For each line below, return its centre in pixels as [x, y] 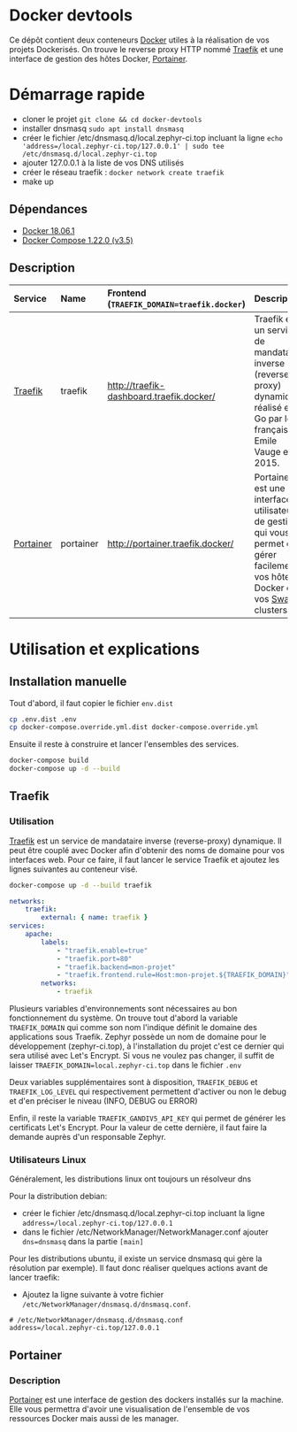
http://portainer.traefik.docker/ [171, 543]
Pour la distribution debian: [58, 1197]
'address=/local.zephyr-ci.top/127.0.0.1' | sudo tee [123, 146]
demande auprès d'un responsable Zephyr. [88, 1137]
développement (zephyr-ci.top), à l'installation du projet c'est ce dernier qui [147, 1046]
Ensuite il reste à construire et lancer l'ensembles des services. [124, 744]
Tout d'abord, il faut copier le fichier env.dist [91, 703]
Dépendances [49, 209]
